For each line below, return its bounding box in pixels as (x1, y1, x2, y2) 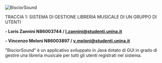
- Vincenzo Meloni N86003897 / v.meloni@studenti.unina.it (5, 38, 130, 44)
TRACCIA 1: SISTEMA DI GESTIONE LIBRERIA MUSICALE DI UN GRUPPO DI (5, 14, 157, 19)
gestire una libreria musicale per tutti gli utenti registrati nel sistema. (5, 52, 142, 58)
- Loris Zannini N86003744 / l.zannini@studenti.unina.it (5, 29, 122, 34)
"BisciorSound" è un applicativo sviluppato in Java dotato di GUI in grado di (5, 47, 158, 53)
